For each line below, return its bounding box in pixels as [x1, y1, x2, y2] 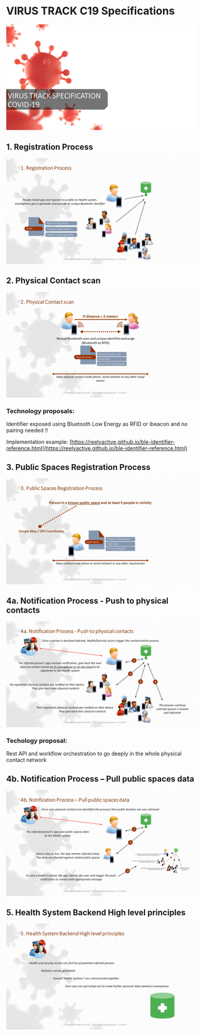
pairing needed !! [6, 427, 48, 434]
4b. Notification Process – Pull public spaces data [6, 773, 195, 784]
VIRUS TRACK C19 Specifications [6, 4, 175, 18]
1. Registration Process [6, 142, 94, 152]
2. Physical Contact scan [6, 276, 101, 286]
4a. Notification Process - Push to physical [6, 596, 169, 606]
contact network [6, 757, 47, 764]
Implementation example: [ [6, 438, 72, 446]
